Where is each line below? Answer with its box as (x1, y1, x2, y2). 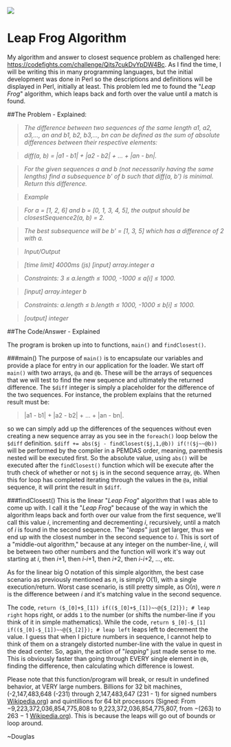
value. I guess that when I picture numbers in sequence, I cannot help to (7, 632, 212, 640)
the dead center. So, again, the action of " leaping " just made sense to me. (7, 647, 217, 656)
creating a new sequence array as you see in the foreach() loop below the (7, 431, 218, 440)
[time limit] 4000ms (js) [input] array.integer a (23, 261, 155, 269)
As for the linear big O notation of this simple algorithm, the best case (7, 567, 204, 576)
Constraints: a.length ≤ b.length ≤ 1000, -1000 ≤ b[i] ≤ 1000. (23, 301, 195, 309)
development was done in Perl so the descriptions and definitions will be (7, 75, 213, 83)
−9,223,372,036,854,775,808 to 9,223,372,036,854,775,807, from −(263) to (7, 704, 221, 713)
